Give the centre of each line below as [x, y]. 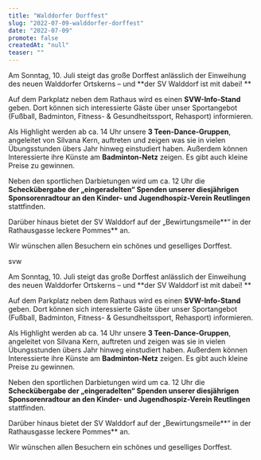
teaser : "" [26, 53]
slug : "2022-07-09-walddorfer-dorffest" [76, 23]
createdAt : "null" [39, 45]
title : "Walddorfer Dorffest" [58, 16]
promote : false [33, 38]
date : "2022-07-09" [41, 30]
